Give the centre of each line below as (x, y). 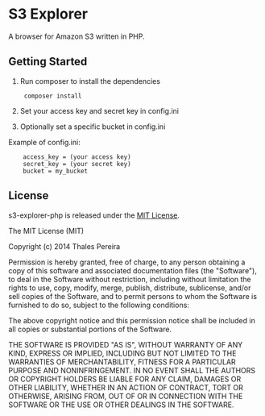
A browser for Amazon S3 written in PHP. (77, 36)
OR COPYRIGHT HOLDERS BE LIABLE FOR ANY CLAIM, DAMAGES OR (125, 379)
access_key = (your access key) (77, 157)
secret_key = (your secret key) (77, 164)
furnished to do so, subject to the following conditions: (99, 305)
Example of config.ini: (44, 142)
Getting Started (48, 62)
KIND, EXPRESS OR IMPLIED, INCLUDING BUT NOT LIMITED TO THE (122, 353)
